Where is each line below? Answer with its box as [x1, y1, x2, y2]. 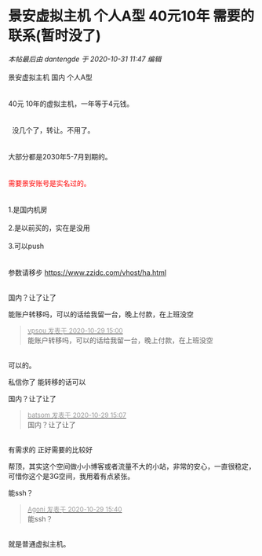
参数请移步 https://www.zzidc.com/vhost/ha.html [8, 268, 167, 277]
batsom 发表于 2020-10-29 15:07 [27, 410, 127, 419]
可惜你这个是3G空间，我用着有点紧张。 [8, 471, 135, 481]
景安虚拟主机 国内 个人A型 [8, 72, 93, 82]
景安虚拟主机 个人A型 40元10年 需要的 [8, 7, 255, 25]
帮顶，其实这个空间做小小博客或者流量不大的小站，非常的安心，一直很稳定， [8, 461, 256, 471]
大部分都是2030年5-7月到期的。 [8, 152, 112, 161]
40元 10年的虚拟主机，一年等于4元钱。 [8, 99, 134, 108]
